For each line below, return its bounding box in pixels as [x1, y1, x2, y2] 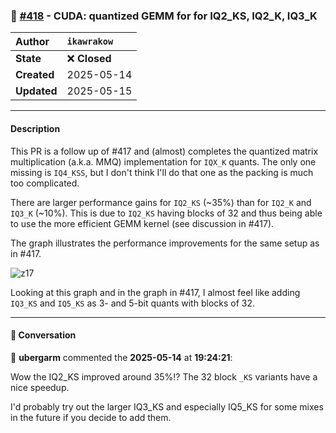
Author [15, 35, 50, 49]
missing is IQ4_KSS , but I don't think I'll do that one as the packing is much [10, 166, 314, 178]
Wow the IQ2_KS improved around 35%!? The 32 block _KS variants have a [10, 370, 318, 383]
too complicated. [10, 177, 80, 189]
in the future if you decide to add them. [10, 411, 172, 423]
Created [15, 68, 55, 82]
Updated [15, 84, 58, 98]
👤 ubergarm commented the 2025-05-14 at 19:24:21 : [10, 351, 233, 363]
